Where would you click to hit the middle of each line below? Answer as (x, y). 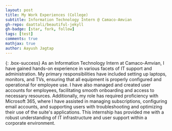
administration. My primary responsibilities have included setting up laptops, (86, 74)
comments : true (22, 39)
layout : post (19, 10)
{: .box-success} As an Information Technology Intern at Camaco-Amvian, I (85, 63)
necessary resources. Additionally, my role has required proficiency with (82, 96)
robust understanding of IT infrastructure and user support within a (76, 117)
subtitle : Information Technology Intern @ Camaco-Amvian (69, 20)
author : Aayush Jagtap (30, 48)
